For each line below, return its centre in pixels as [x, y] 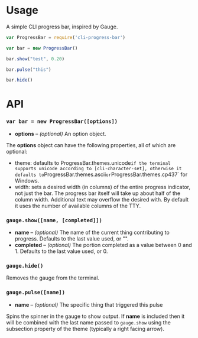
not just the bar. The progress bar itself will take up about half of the [98, 193]
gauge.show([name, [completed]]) [54, 220]
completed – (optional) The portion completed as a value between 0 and [103, 245]
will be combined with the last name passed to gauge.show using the [89, 322]
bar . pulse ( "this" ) [29, 69]
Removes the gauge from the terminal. [53, 278]
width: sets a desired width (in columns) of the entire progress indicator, [103, 187]
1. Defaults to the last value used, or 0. [61, 251]
